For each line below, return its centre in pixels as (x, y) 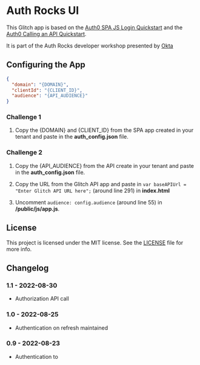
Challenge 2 (24, 153)
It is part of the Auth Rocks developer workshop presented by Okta (90, 46)
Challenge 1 (24, 117)
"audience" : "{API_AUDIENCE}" (50, 96)
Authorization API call (42, 299)
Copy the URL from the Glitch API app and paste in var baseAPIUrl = (101, 184)
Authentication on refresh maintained (62, 328)
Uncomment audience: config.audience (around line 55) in (88, 202)
